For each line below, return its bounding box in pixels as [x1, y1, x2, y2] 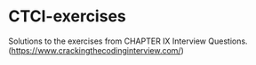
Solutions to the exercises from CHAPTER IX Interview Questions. [8, 36, 248, 46]
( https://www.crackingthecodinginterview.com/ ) [8, 45, 184, 55]
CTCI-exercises [8, 6, 126, 27]
